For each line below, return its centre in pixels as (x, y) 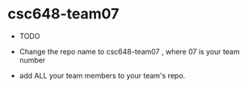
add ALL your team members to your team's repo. (102, 75)
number (32, 60)
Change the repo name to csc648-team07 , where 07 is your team (129, 51)
